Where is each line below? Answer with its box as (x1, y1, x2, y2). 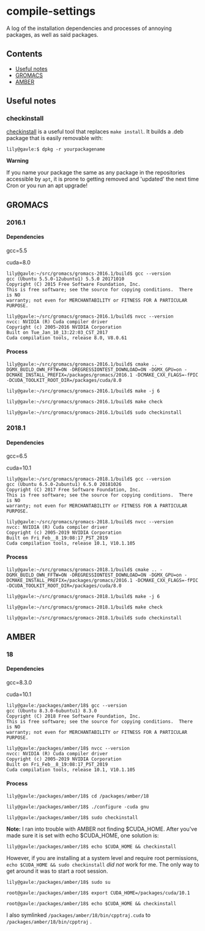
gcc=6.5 (6, 452, 28, 460)
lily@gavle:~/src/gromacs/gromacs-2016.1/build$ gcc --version (6, 271, 171, 277)
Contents (6, 49, 43, 59)
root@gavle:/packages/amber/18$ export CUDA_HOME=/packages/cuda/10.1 (6, 890, 190, 896)
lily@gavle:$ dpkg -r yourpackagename (6, 146, 105, 152)
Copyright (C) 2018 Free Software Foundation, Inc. (6, 713, 141, 719)
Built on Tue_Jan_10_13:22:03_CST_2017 (6, 329, 108, 335)
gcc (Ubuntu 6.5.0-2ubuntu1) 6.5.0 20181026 (6, 482, 122, 488)
